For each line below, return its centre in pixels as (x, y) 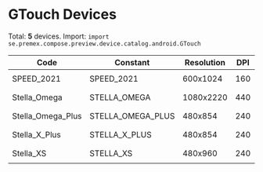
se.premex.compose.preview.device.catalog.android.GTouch (104, 44)
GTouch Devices (63, 15)
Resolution (205, 62)
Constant (132, 62)
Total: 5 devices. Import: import (59, 36)
